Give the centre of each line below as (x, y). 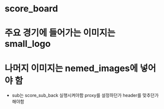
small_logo (28, 44)
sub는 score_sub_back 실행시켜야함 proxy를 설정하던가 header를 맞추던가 (85, 96)
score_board (31, 9)
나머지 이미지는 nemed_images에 (71, 68)
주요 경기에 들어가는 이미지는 (60, 33)
